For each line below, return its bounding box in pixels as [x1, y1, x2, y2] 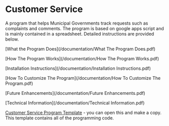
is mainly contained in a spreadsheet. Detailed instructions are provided [5, 31, 154, 37]
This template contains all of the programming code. [5, 114, 115, 121]
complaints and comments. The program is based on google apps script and [5, 25, 164, 31]
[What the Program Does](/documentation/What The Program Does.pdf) [5, 46, 155, 52]
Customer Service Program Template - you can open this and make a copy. [5, 109, 162, 115]
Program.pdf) [5, 80, 33, 86]
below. [5, 36, 19, 42]
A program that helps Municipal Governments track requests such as [5, 20, 148, 26]
